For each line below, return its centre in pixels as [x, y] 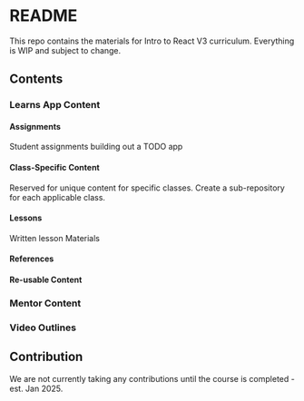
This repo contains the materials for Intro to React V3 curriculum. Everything [152, 41]
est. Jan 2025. [36, 388]
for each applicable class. [58, 197]
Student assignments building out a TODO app [96, 147]
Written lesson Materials [54, 238]
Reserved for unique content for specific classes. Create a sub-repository [147, 188]
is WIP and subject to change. [65, 50]
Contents [36, 79]
